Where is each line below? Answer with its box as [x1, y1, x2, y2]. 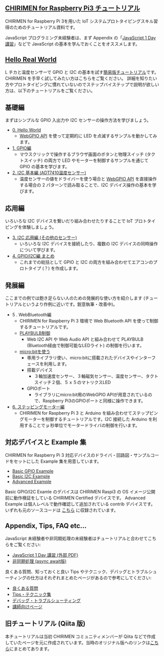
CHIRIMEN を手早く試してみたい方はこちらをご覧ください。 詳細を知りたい [5, 75, 158, 81]
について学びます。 [19, 247, 58, 253]
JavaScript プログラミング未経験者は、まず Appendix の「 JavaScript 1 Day [5, 34, 156, 40]
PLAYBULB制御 [19, 330, 50, 336]
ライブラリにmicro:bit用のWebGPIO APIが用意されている [34, 392, 148, 398]
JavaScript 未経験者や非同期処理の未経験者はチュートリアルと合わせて [5, 535, 148, 541]
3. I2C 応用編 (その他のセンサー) [12, 235, 77, 240]
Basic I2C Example [12, 473, 50, 479]
